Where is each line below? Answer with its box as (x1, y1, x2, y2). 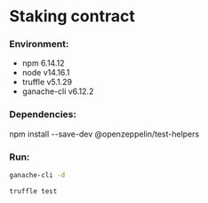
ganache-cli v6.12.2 (21, 86, 94, 97)
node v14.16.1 (21, 67, 70, 78)
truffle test (9, 186, 58, 196)
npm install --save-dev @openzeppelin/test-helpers (9, 129, 200, 139)
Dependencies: (9, 108, 77, 121)
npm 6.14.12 (21, 58, 65, 68)
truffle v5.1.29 (21, 77, 73, 88)
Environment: (9, 38, 69, 51)
